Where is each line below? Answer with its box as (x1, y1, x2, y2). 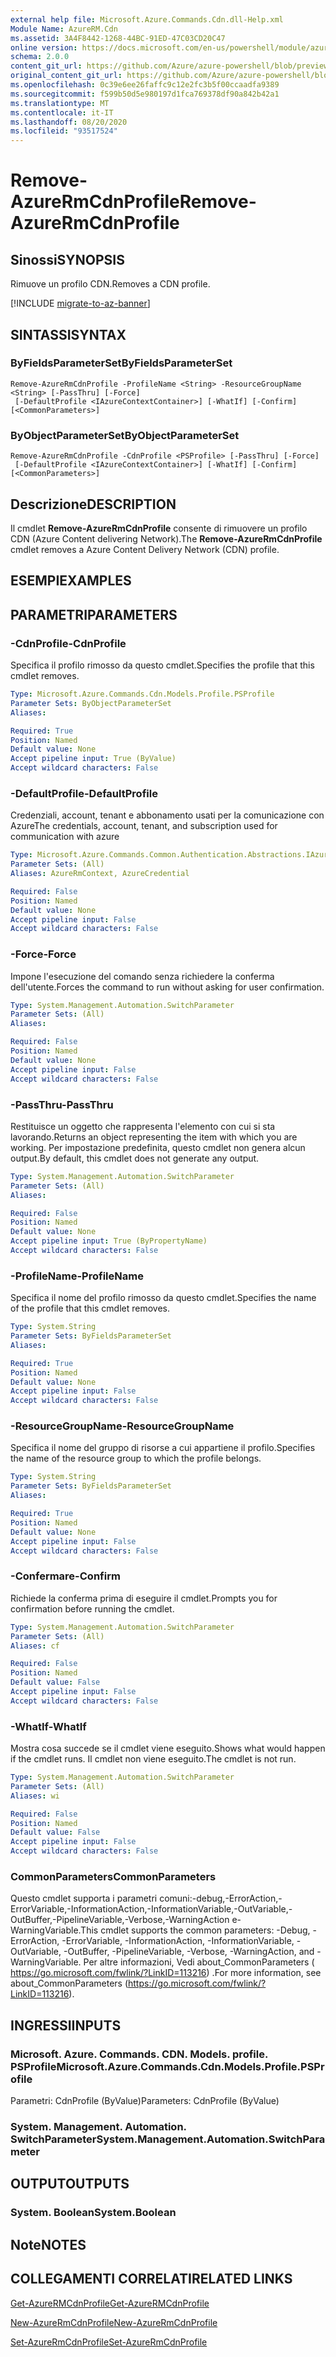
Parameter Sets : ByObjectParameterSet (10, 698, 172, 708)
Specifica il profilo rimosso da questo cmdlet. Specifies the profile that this (10, 659, 315, 671)
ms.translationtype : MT (10, 98, 110, 108)
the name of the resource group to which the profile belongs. (10, 1452, 262, 1465)
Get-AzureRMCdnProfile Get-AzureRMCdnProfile (10, 2297, 210, 2309)
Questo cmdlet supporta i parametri (10, 1892, 158, 1905)
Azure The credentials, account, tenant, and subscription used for (10, 820, 278, 832)
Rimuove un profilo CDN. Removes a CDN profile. (10, 278, 211, 290)
